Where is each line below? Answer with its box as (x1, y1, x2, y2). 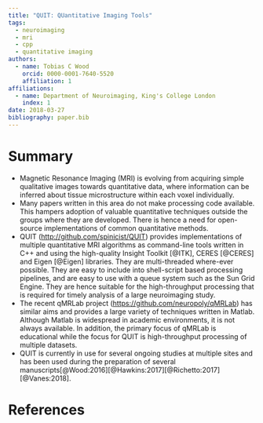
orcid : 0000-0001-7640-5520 (22, 70, 114, 78)
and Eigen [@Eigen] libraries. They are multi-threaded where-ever (19, 257, 234, 266)
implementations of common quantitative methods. (43, 223, 209, 232)
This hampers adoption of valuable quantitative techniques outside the (19, 206, 248, 216)
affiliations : (8, 84, 55, 93)
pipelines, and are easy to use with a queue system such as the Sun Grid (19, 273, 255, 283)
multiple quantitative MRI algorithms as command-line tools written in (19, 240, 244, 250)
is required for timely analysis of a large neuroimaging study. (19, 290, 216, 299)
